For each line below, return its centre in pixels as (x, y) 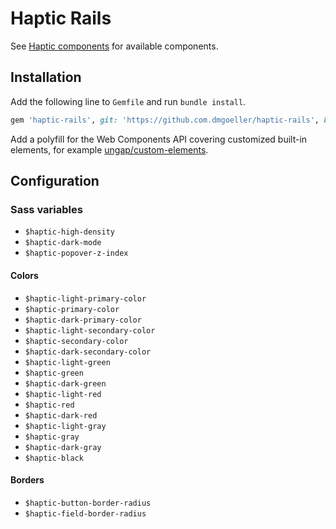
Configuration (55, 181)
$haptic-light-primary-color (85, 298)
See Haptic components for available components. (114, 46)
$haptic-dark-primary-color (83, 320)
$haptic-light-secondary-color (90, 330)
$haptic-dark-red (61, 415)
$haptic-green (54, 373)
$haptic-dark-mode (63, 243)
